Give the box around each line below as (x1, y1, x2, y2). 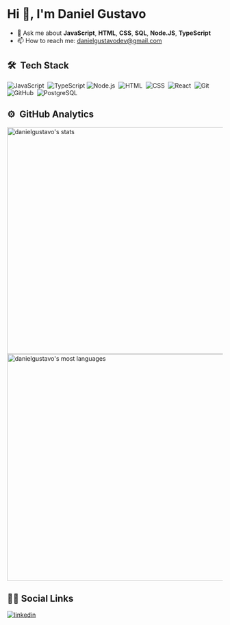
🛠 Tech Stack (7, 60, 70, 71)
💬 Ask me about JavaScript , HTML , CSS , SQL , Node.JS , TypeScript (16, 29, 211, 37)
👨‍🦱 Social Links (7, 592, 74, 604)
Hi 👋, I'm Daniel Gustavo (7, 6, 146, 22)
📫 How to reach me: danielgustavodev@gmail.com (16, 36, 162, 44)
